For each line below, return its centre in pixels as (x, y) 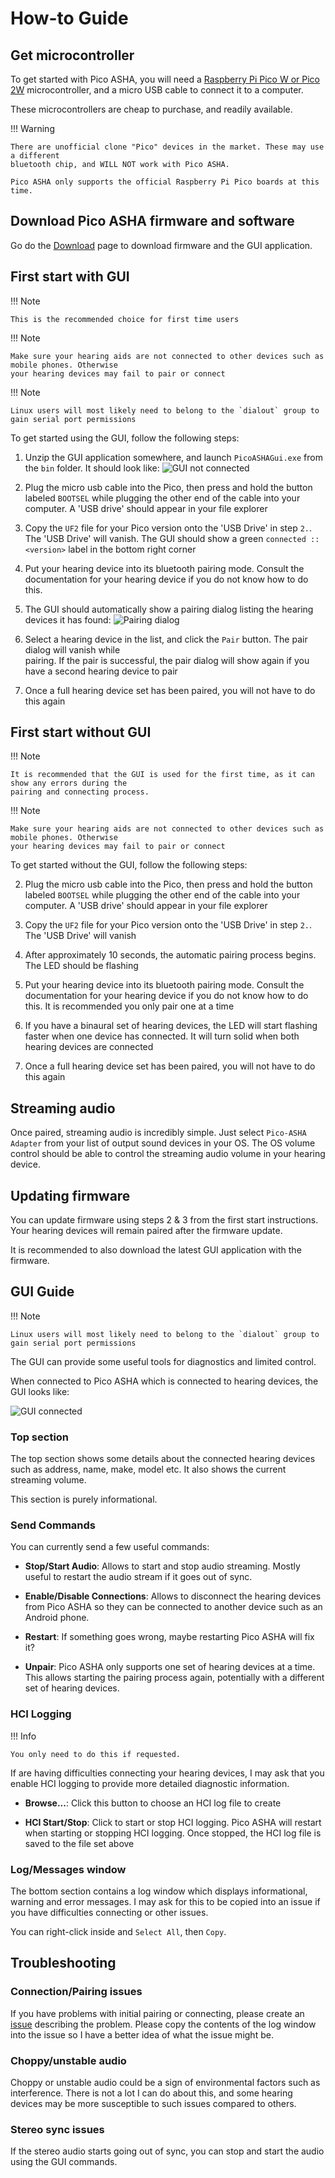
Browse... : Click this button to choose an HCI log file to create (153, 1803)
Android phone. (57, 1618)
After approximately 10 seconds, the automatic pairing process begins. (170, 955)
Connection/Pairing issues (76, 1992)
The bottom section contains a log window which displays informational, (159, 1891)
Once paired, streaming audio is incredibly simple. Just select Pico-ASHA (158, 1133)
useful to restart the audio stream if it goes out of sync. (138, 1577)
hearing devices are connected (89, 1047)
